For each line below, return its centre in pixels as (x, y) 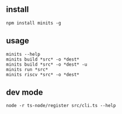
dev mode (25, 92)
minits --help (23, 54)
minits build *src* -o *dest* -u (47, 64)
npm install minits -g (34, 23)
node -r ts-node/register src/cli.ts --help (61, 106)
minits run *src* (27, 69)
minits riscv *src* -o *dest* (43, 74)
